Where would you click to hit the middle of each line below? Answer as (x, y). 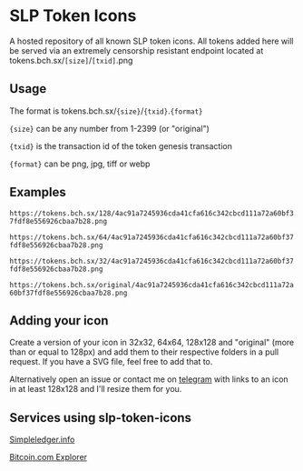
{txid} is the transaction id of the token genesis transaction (121, 145)
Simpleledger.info (42, 440)
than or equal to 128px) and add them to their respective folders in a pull (144, 352)
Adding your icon (59, 321)
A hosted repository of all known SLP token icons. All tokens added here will (151, 41)
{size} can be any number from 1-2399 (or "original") (110, 128)
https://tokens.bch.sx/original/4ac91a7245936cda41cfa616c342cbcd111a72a (152, 285)
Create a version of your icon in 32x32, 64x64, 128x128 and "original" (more (152, 343)
